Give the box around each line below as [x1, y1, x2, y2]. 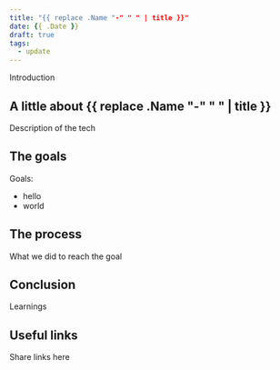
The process [9, 226, 83, 242]
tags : [9, 38, 30, 48]
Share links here [9, 352, 70, 363]
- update [17, 47, 51, 56]
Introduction [9, 72, 55, 83]
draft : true [9, 30, 55, 39]
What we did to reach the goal [9, 251, 123, 262]
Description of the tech [9, 122, 95, 133]
